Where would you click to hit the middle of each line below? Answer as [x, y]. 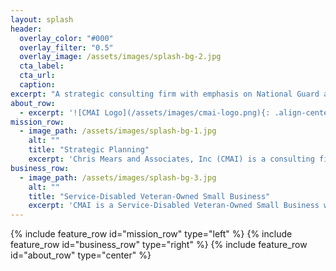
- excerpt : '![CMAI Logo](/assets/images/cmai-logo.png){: [145, 112]
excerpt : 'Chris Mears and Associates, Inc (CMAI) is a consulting [171, 159]
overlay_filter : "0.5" [66, 47]
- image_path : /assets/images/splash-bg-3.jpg [118, 177]
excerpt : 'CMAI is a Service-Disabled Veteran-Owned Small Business [174, 206]
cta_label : [42, 66]
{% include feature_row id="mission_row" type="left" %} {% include [151, 234]
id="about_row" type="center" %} [81, 255]
